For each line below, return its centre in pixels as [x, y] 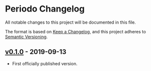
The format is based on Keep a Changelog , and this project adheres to [75, 31]
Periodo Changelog [45, 9]
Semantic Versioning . [26, 37]
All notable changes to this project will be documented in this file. [71, 22]
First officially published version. [45, 63]
